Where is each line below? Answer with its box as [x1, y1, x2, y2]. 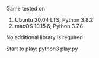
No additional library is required [6, 34, 83, 40]
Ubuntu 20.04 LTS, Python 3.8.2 [14, 16, 94, 23]
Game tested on [6, 5, 46, 12]
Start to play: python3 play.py [6, 45, 78, 52]
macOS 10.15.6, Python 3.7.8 [14, 23, 84, 29]
